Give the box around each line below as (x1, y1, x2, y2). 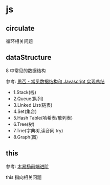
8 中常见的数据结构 (6, 67, 46, 74)
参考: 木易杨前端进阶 (6, 163, 49, 169)
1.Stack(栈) (13, 89, 36, 95)
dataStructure (6, 53, 52, 62)
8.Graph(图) (13, 134, 38, 140)
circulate (6, 24, 35, 33)
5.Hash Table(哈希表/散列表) (13, 114, 73, 121)
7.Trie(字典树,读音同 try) (13, 127, 63, 133)
